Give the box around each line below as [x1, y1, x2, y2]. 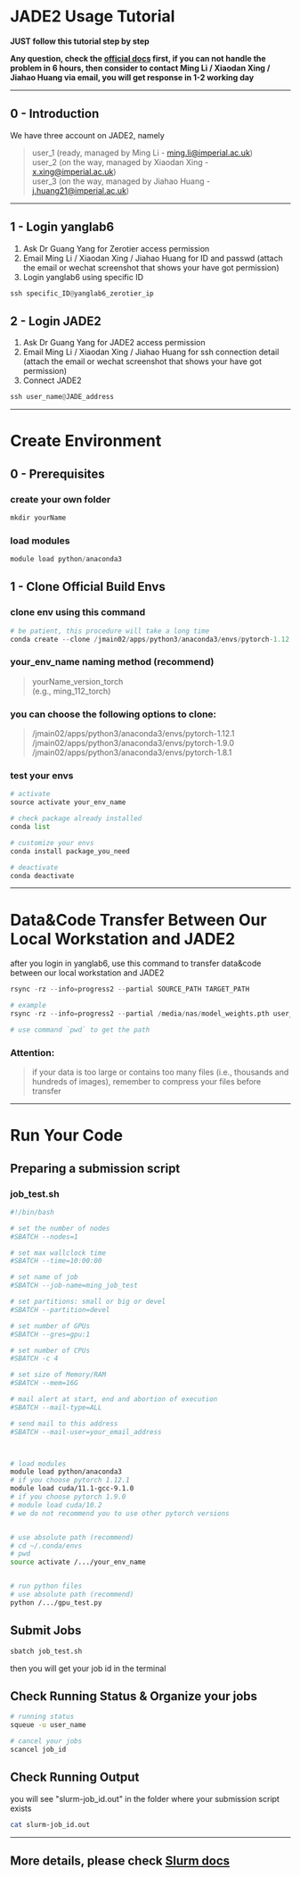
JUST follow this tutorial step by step [10, 36, 150, 46]
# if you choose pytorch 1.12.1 [10, 1475, 130, 1485]
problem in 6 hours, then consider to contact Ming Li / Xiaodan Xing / [10, 62, 271, 73]
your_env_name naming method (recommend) [10, 656, 215, 669]
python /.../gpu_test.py [10, 1598, 102, 1607]
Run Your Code [10, 1125, 124, 1146]
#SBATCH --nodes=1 [10, 1232, 78, 1242]
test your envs [10, 769, 74, 782]
